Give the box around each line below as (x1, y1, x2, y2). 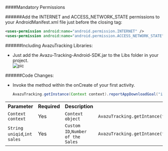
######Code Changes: (5, 72, 54, 78)
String (7, 125, 23, 131)
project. (12, 57, 28, 63)
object (64, 116, 80, 122)
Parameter (7, 103, 33, 110)
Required (37, 103, 60, 110)
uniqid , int (7, 130, 32, 137)
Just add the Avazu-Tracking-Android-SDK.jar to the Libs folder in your (12, 52, 159, 58)
